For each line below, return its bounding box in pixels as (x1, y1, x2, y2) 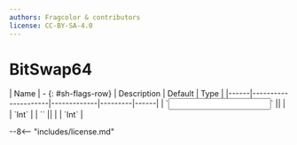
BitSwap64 (9, 59, 93, 80)
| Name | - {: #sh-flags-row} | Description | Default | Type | (9, 88, 224, 99)
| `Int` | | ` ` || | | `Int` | (9, 110, 84, 120)
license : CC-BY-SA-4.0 (9, 21, 93, 30)
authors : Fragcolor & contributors (9, 12, 141, 22)
